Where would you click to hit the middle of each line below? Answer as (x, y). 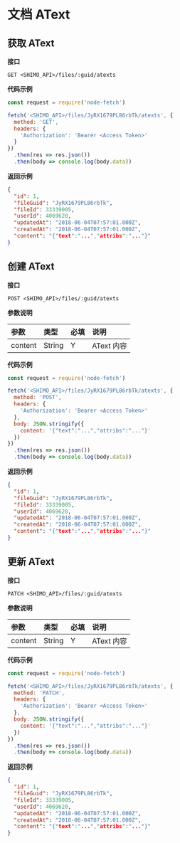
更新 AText (31, 562)
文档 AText (39, 15)
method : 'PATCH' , (39, 693)
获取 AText (31, 43)
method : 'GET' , (36, 122)
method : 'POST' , (38, 398)
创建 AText (31, 266)
